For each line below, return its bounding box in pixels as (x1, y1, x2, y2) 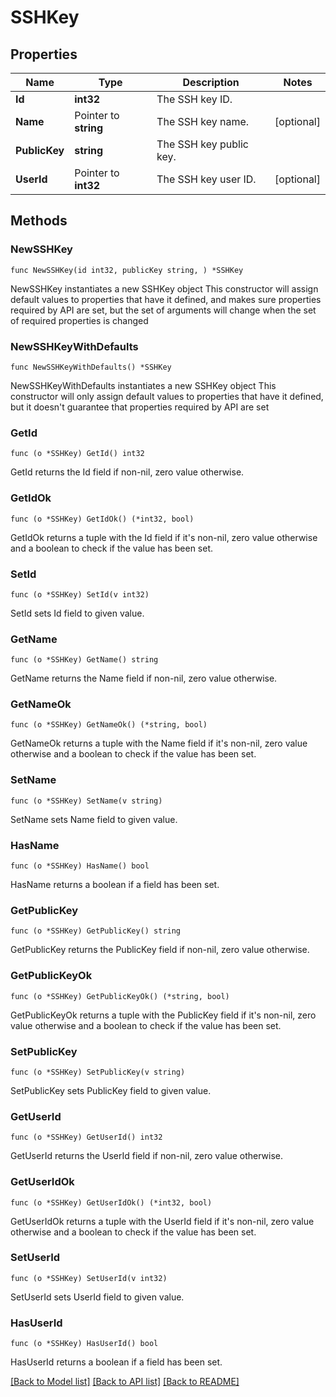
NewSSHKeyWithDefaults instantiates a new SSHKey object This (10, 379, 277, 391)
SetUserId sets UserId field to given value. (10, 1291, 185, 1303)
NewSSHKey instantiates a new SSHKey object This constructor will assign (10, 282, 319, 295)
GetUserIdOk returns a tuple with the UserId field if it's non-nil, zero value (10, 1215, 315, 1227)
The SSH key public (156, 137, 249, 151)
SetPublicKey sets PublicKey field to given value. (10, 1084, 212, 1096)
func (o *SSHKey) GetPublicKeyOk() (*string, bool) (10, 991, 230, 1001)
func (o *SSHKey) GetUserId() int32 (10, 1132, 163, 1143)
